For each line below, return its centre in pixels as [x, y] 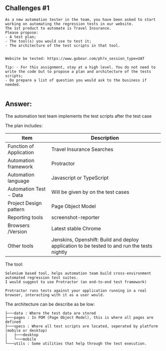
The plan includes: [24, 125]
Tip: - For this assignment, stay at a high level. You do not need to [80, 67]
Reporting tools [25, 217]
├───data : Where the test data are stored [51, 313]
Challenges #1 [27, 8]
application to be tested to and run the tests [102, 246]
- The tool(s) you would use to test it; [48, 41]
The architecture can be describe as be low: [50, 304]
